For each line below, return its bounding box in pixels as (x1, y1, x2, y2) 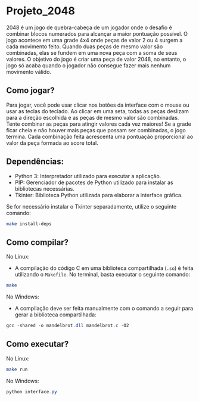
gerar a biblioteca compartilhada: (14, 311, 97, 318)
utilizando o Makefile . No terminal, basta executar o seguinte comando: (14, 271, 191, 278)
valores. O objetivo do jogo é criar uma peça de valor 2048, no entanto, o (6, 55, 186, 63)
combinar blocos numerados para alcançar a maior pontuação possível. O (6, 30, 188, 37)
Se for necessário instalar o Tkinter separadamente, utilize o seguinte (6, 203, 177, 210)
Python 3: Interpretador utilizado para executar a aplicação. (14, 172, 161, 179)
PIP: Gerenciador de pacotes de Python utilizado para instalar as (14, 179, 174, 186)
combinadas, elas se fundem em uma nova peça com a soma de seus (6, 49, 178, 56)
